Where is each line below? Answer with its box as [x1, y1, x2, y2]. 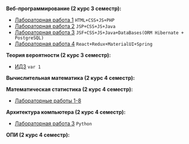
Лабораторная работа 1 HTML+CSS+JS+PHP [14, 16, 115, 23]
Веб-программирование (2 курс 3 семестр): [6, 5, 122, 12]
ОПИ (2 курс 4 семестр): [6, 132, 70, 138]
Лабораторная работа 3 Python [14, 120, 92, 127]
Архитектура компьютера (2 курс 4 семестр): [6, 109, 126, 115]
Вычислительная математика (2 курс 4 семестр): [6, 75, 135, 81]
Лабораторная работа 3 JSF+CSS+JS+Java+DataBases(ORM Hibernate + [14, 29, 184, 36]
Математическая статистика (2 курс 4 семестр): [6, 86, 133, 93]
